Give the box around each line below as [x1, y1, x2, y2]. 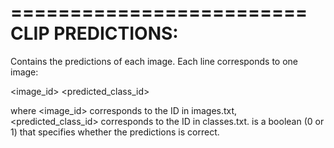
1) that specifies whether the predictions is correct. [10, 126, 220, 138]
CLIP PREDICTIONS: [10, 22, 179, 45]
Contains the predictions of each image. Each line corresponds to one [10, 55, 299, 67]
